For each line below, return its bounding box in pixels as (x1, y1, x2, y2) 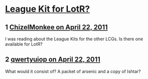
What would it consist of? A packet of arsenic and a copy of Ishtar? (5, 68, 141, 74)
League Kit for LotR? (5, 3, 90, 15)
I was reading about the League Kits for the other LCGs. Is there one (5, 36, 144, 42)
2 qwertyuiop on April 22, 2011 (5, 55, 101, 64)
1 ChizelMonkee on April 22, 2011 (5, 23, 108, 31)
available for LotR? (5, 41, 43, 47)
